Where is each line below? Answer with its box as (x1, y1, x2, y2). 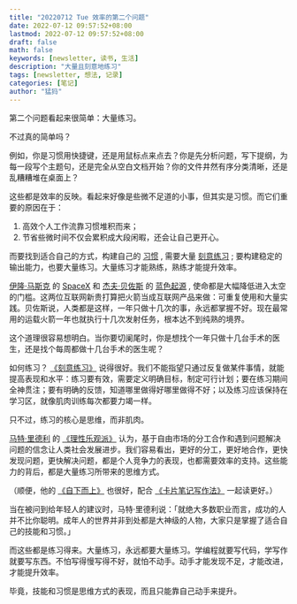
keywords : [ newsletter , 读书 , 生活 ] (9, 54, 139, 63)
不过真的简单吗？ (9, 131, 72, 141)
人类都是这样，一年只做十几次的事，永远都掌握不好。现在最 (63, 302, 280, 313)
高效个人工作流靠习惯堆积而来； (21, 220, 139, 231)
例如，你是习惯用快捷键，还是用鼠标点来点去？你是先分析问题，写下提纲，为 (9, 149, 288, 160)
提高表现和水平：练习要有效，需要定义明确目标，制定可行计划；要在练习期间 (9, 373, 288, 384)
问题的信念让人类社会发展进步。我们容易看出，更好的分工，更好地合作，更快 (9, 444, 288, 455)
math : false (9, 46, 53, 55)
